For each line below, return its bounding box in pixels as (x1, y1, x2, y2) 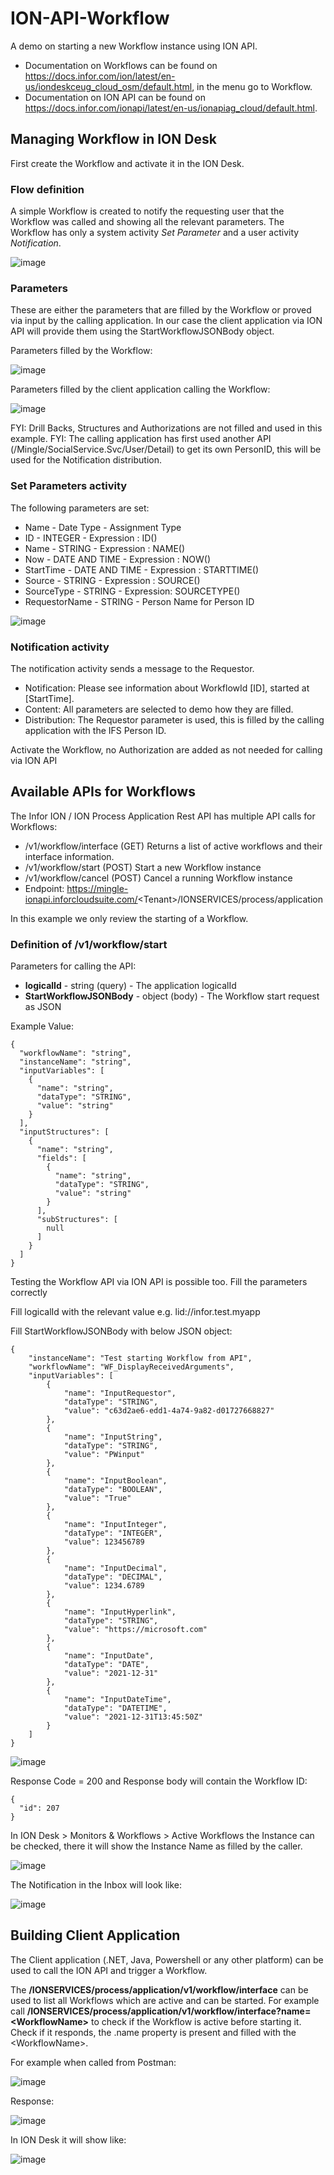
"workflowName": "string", (19, 1048, 132, 1059)
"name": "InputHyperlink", (63, 1607, 177, 1617)
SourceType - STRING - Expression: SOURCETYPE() (24, 585, 241, 597)
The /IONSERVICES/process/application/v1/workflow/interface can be (10, 1983, 309, 1996)
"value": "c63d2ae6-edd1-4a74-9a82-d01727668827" (63, 1406, 275, 1416)
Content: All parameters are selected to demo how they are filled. (24, 703, 294, 715)
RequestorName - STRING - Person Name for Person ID (24, 595, 255, 607)
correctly (10, 1287, 48, 1299)
